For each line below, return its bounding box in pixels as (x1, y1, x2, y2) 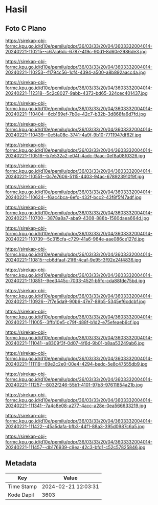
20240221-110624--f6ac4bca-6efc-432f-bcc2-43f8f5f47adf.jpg (5, 194, 142, 200)
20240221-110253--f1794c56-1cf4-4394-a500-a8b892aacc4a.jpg (5, 69, 146, 75)
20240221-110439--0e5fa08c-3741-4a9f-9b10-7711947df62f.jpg (5, 132, 142, 138)
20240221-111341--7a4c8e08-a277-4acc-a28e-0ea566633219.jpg (5, 402, 147, 409)
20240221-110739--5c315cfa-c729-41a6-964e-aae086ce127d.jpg (5, 236, 145, 242)
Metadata (5, 459, 37, 468)
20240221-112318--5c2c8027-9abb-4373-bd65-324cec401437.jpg (5, 90, 148, 96)
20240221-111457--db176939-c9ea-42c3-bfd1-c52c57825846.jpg (5, 445, 146, 450)
